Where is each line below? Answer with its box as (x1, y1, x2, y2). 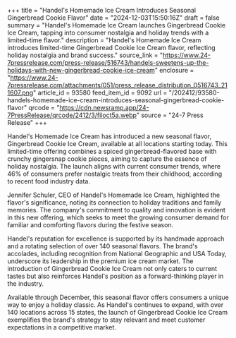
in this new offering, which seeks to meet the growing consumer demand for (7, 213, 229, 222)
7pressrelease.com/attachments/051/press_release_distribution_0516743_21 (7, 81, 228, 89)
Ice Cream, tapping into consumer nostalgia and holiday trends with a (7, 28, 209, 37)
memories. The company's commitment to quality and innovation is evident (7, 206, 225, 214)
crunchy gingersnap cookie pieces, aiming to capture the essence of (7, 155, 207, 163)
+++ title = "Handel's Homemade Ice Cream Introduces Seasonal (7, 6, 197, 14)
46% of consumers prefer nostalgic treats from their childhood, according (7, 169, 223, 178)
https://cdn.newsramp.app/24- (59, 104, 149, 111)
